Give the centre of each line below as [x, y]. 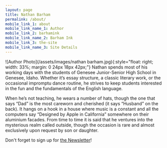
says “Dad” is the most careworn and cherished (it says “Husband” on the [82, 103]
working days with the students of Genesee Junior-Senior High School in [81, 72]
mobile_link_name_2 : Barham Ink [39, 38]
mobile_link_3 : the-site [31, 43]
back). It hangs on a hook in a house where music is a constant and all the [82, 109]
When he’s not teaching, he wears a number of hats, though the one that [80, 98]
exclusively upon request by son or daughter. [52, 130]
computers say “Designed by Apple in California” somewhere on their [77, 114]
